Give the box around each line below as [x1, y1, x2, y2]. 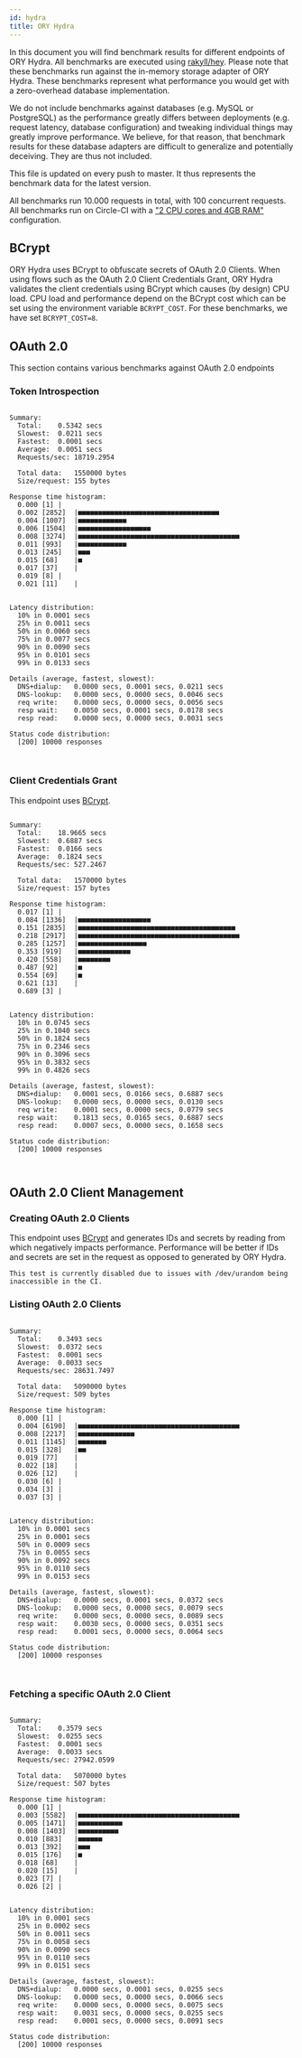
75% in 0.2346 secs [17, 1041, 91, 1051]
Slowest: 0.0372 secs [17, 1342, 103, 1351]
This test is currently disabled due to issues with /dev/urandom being [9, 1269, 288, 1279]
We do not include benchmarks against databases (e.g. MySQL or [9, 102, 254, 113]
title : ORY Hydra [9, 22, 75, 31]
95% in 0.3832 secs [17, 1057, 91, 1067]
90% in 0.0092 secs [17, 1555, 91, 1565]
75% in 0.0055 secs [17, 1547, 91, 1557]
